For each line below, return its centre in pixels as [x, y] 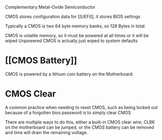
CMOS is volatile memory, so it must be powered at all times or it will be [77, 35]
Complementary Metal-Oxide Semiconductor [50, 7]
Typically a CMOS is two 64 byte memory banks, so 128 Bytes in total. [75, 26]
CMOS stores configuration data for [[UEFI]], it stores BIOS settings [73, 16]
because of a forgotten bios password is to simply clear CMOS [68, 113]
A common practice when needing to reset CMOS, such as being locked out [81, 107]
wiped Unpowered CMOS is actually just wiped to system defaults [71, 41]
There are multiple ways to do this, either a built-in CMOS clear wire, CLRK [80, 122]
